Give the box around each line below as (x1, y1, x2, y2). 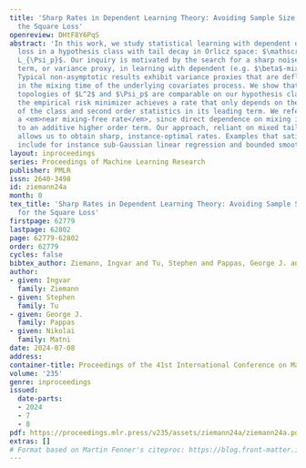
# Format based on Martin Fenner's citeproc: (9, 445, 185, 454)
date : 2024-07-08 (9, 343, 76, 352)
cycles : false (9, 250, 64, 259)
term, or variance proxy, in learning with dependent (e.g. (17, 65, 250, 74)
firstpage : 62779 (9, 216, 76, 226)
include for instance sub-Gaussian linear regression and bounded (17, 140, 275, 149)
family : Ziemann (17, 284, 79, 293)
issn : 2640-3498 (9, 174, 71, 183)
